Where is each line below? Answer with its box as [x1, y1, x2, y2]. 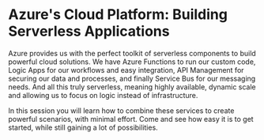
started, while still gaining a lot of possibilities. [8, 123, 158, 132]
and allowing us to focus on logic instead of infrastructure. [8, 90, 198, 100]
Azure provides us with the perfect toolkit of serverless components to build [8, 48, 257, 58]
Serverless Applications [8, 22, 170, 40]
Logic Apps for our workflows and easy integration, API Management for [8, 65, 244, 74]
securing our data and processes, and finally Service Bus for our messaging [8, 74, 256, 83]
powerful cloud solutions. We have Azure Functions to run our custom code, [8, 57, 256, 66]
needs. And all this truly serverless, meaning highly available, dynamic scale [8, 81, 257, 92]
